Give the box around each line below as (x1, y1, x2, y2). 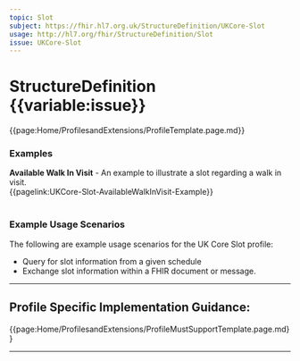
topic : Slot (9, 13, 54, 22)
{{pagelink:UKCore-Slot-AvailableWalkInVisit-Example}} (9, 187, 214, 197)
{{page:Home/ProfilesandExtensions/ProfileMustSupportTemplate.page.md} (9, 323, 290, 334)
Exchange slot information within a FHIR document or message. (21, 265, 256, 276)
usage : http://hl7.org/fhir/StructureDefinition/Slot (9, 29, 214, 38)
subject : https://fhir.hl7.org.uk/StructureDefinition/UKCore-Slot (9, 21, 266, 30)
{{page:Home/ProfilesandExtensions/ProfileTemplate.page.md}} (9, 125, 246, 136)
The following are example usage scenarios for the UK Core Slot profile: (9, 239, 274, 249)
